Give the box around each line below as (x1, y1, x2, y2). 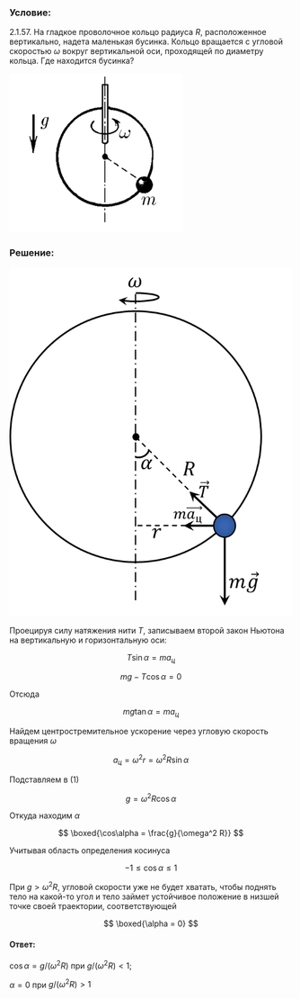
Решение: (9, 247, 55, 259)
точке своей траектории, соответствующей (9, 900, 177, 911)
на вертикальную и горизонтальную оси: (9, 634, 168, 645)
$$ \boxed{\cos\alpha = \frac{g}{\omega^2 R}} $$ (57, 828, 244, 839)
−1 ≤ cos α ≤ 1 (124, 862, 178, 874)
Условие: (9, 6, 51, 19)
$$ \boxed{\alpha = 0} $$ (102, 918, 199, 929)
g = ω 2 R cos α (125, 791, 177, 804)
